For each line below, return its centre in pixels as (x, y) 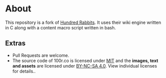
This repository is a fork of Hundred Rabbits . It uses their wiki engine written (83, 22)
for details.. (24, 71)
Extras (15, 43)
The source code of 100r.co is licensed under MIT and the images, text (85, 61)
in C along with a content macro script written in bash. (60, 27)
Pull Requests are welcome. (41, 55)
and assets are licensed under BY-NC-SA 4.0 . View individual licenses (85, 66)
